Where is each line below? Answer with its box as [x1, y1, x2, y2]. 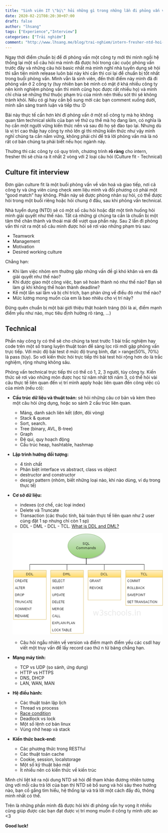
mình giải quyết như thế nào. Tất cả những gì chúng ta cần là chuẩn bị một [5, 212, 158, 218]
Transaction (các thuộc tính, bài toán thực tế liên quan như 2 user [19, 512, 155, 519]
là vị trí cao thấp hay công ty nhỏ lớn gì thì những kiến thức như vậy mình [5, 128, 155, 134]
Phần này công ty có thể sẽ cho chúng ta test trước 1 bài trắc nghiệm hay [5, 338, 156, 344]
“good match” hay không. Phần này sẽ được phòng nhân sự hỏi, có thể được [5, 192, 162, 198]
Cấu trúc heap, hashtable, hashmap [19, 441, 93, 447]
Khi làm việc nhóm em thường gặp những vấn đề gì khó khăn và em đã [12, 268, 158, 274]
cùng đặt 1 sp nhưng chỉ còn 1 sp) [19, 518, 89, 524]
